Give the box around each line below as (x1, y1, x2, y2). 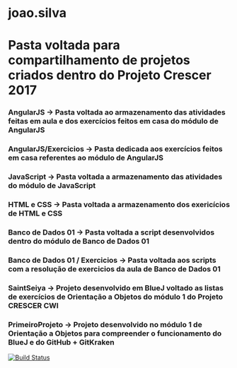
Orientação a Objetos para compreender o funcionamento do (8, 328, 222, 338)
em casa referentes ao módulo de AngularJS (8, 153, 164, 163)
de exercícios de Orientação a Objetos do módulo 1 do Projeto (8, 292, 224, 302)
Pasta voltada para (8, 37, 121, 54)
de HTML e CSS (8, 208, 63, 218)
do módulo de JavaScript (8, 181, 96, 191)
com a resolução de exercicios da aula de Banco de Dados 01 (8, 263, 221, 273)
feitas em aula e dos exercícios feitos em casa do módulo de (8, 117, 219, 126)
